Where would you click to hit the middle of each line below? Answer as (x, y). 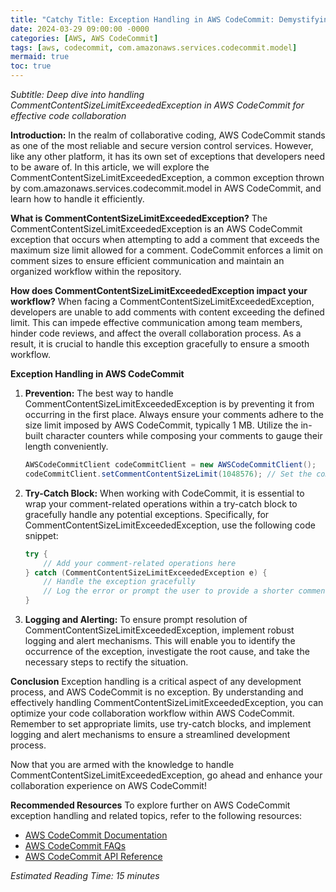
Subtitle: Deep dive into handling (77, 94)
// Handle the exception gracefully (119, 582)
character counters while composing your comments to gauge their (184, 435)
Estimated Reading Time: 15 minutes (85, 875)
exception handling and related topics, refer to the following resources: (156, 815)
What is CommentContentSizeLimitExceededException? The (139, 218)
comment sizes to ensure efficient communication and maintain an (147, 260)
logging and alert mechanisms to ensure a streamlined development (150, 734)
